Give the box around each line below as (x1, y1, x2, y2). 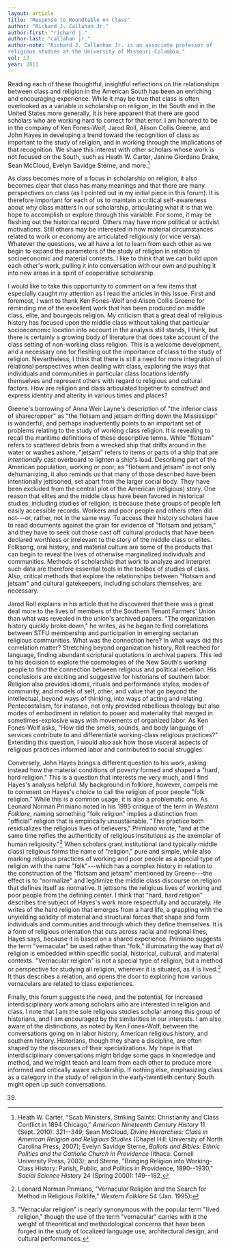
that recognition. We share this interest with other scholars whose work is (8, 145, 214, 153)
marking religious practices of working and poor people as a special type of (8, 854, 221, 863)
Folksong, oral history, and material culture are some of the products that (8, 543, 214, 552)
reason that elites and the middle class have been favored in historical (8, 492, 204, 500)
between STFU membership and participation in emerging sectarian (8, 629, 199, 637)
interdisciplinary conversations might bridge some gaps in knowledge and (8, 1051, 216, 1059)
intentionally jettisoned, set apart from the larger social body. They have (8, 478, 210, 486)
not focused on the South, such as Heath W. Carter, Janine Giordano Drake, (8, 152, 220, 161)
